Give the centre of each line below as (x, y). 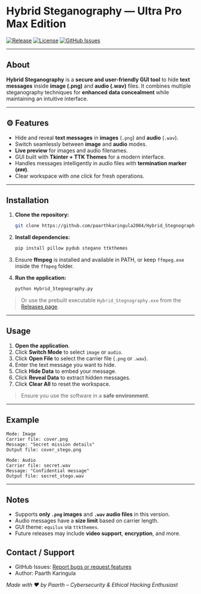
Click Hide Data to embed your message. (66, 371)
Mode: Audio (21, 460)
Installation (28, 200)
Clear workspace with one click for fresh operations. (80, 176)
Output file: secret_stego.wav (45, 476)
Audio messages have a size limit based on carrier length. (87, 521)
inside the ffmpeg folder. (44, 266)
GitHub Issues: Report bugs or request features (73, 567)
